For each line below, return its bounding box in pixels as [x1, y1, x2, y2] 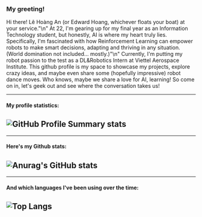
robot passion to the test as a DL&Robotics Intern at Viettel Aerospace [6, 57, 179, 64]
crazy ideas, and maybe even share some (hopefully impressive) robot [6, 70, 181, 77]
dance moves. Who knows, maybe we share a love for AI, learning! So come [6, 76, 195, 83]
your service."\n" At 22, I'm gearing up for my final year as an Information [6, 25, 188, 32]
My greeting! [6, 5, 45, 13]
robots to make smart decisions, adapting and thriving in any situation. [6, 44, 180, 51]
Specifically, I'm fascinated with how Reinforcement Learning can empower [6, 38, 194, 45]
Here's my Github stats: [6, 143, 67, 150]
